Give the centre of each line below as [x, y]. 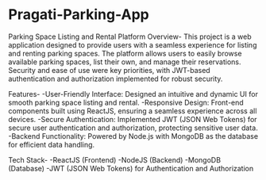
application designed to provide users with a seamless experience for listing [133, 44]
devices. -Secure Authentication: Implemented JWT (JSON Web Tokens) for [133, 119]
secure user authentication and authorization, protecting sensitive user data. [133, 128]
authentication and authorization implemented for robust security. [116, 79]
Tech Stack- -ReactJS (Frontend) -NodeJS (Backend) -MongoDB [114, 159]
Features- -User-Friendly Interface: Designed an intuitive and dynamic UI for [133, 94]
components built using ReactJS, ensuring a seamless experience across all [133, 111]
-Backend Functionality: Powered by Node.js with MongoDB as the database [133, 136]
